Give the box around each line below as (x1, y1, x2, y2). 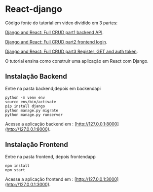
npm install (5, 163, 30, 168)
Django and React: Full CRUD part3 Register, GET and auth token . (5, 48, 138, 54)
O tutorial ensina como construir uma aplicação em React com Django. (5, 58, 149, 64)
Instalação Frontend (5, 141, 68, 149)
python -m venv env (5, 95, 45, 100)
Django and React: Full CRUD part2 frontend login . (5, 38, 108, 45)
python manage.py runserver (5, 112, 63, 117)
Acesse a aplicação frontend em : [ (5, 176, 76, 182)
